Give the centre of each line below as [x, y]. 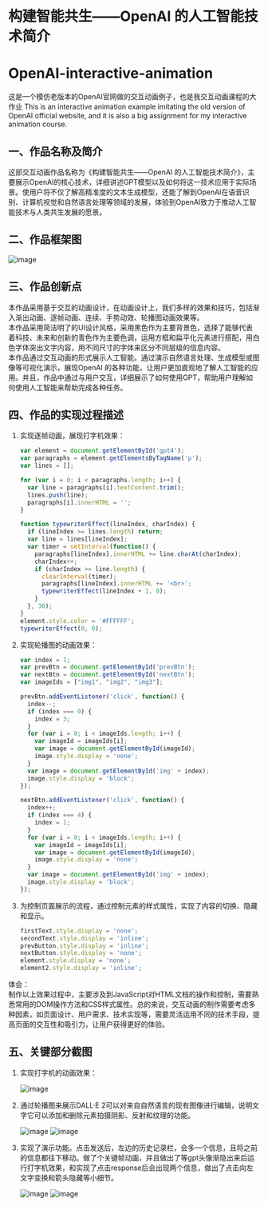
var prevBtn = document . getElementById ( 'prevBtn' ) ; [107, 667]
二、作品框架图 [45, 240]
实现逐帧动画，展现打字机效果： [72, 436]
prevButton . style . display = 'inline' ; [84, 946]
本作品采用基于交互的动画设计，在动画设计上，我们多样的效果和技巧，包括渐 [134, 307]
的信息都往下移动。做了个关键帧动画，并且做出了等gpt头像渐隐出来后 [134, 1157]
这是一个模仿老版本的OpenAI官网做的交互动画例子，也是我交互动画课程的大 [132, 97]
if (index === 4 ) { [60, 815]
